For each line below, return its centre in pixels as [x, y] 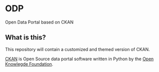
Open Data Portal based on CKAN [39, 22]
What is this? [26, 37]
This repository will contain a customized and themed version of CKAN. [78, 49]
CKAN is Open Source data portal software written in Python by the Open [79, 59]
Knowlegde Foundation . [29, 64]
